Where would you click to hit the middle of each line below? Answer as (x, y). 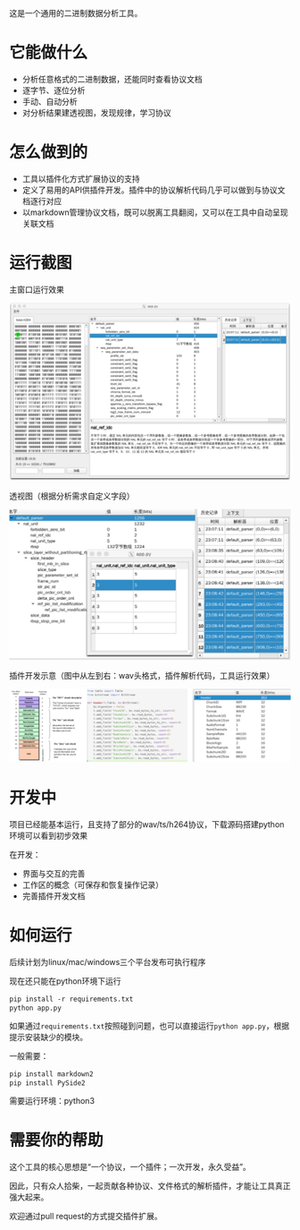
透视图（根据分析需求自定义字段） (72, 496)
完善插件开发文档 (54, 896)
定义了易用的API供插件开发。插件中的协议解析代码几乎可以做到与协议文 (154, 190)
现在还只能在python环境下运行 (65, 981)
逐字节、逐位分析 (54, 90)
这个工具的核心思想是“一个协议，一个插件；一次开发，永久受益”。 (130, 1166)
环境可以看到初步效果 (48, 835)
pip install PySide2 (48, 1083)
